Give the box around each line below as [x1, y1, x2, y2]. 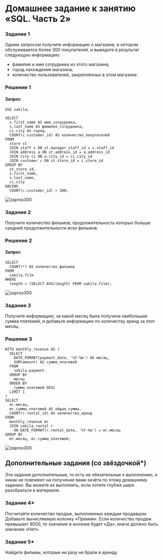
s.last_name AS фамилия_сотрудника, [9, 124, 84, 129]
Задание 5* [5, 538, 35, 545]
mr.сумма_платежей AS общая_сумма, [9, 406, 82, 411]
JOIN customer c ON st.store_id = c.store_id [9, 158, 104, 163]
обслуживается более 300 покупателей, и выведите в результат [5, 47, 140, 53]
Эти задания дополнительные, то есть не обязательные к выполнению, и [5, 472, 158, 478]
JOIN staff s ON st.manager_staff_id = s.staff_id [9, 145, 114, 150]
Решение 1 [5, 84, 32, 91]
